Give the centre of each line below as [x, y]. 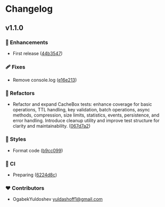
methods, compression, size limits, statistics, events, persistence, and [86, 115]
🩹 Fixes [15, 67]
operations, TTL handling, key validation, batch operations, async [81, 110]
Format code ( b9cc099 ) [38, 150]
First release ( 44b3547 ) [37, 53]
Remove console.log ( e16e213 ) [45, 80]
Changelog [29, 9]
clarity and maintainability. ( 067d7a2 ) [51, 126]
